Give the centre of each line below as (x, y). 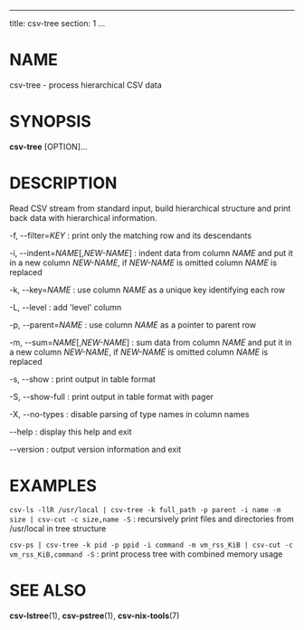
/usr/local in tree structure (58, 528)
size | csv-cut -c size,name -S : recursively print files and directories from (152, 519)
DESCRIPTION (63, 183)
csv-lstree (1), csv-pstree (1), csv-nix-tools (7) (95, 616)
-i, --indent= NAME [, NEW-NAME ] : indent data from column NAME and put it (152, 253)
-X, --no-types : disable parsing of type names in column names (129, 414)
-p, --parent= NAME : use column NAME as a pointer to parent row (133, 325)
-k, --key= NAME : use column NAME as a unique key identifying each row (147, 290)
